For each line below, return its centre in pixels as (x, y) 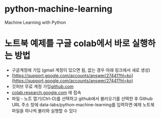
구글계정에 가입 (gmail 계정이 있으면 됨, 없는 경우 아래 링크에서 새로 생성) (81, 70)
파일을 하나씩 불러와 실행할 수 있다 (44, 111)
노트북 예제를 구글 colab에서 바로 (67, 43)
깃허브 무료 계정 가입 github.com (42, 86)
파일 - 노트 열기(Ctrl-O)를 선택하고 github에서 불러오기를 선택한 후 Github (82, 99)
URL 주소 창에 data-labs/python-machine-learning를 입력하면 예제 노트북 (83, 104)
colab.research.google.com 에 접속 (46, 92)
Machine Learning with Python (35, 22)
